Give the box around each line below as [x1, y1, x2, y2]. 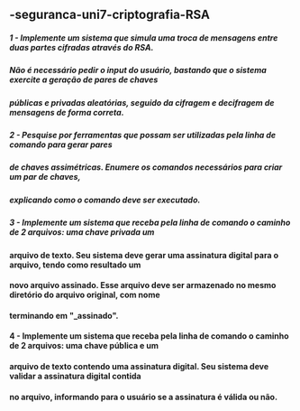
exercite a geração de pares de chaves [9, 74, 159, 85]
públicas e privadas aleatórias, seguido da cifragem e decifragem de [9, 97, 275, 107]
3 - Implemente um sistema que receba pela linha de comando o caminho [9, 217, 291, 229]
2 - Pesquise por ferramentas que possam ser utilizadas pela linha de [9, 130, 277, 141]
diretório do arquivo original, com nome [9, 289, 160, 301]
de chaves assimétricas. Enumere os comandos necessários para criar [9, 162, 283, 173]
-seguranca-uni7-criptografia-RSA [9, 7, 210, 23]
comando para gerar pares [9, 139, 113, 150]
